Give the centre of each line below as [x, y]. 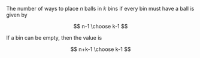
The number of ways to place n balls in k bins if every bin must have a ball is [100, 9]
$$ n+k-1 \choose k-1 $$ [101, 49]
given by [17, 15]
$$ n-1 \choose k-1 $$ [101, 26]
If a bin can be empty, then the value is [54, 38]
